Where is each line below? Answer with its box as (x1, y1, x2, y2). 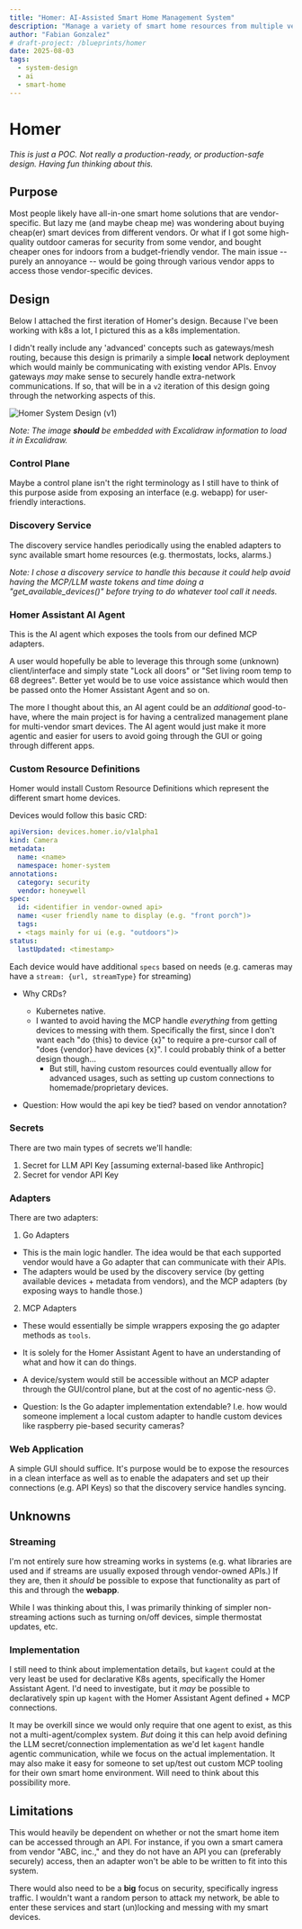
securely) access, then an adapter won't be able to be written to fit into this (9, 1856, 288, 1867)
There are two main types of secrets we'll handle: (9, 1142, 193, 1153)
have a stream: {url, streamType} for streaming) (9, 970, 191, 981)
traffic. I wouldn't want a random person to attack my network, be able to (9, 1892, 280, 1904)
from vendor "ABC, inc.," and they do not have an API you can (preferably (9, 1846, 281, 1857)
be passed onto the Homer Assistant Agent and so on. (9, 685, 210, 696)
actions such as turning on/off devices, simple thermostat (48, 1612, 262, 1623)
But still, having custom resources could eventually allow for (49, 1063, 272, 1074)
